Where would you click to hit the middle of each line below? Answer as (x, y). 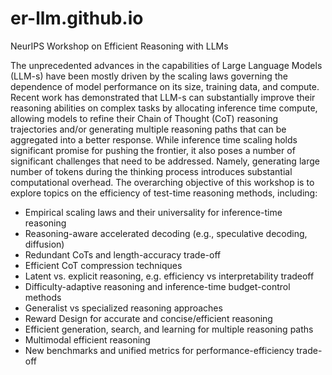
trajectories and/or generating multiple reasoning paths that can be (148, 129)
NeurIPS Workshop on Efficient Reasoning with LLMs (119, 46)
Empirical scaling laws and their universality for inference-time (153, 212)
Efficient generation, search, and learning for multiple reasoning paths (169, 329)
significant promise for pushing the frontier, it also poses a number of (153, 150)
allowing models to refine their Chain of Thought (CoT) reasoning (144, 118)
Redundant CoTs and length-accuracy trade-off (123, 254)
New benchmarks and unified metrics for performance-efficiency (159, 350)
